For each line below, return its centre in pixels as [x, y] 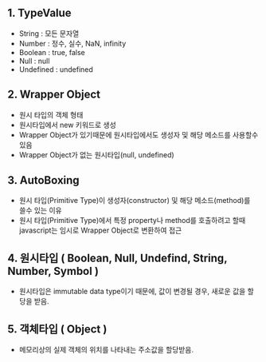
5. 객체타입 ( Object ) [57, 329]
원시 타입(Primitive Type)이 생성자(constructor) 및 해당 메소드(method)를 [135, 201]
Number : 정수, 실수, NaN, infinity [72, 43]
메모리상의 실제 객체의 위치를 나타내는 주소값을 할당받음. [106, 350]
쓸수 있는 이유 [40, 210]
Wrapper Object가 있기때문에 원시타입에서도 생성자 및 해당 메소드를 [125, 134]
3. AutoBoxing [44, 180]
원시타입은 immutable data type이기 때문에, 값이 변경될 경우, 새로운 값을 [132, 292]
